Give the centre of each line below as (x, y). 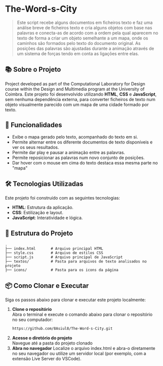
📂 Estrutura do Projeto (39, 233)
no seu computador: (32, 320)
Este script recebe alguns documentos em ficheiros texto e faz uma (85, 22)
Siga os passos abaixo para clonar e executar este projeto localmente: (75, 300)
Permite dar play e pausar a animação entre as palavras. (69, 152)
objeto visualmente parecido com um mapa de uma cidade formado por (77, 104)
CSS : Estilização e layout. (37, 213)
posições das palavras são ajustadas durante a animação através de (85, 48)
